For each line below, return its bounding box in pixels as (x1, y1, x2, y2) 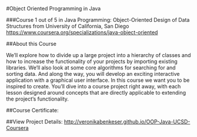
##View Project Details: (6, 118, 63, 125)
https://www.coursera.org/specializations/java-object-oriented (6, 29, 158, 36)
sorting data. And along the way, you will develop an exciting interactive (6, 71, 180, 77)
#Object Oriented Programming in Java (6, 5, 101, 12)
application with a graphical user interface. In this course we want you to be (6, 76, 190, 83)
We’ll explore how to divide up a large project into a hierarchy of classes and (6, 52, 191, 58)
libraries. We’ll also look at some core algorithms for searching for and (6, 64, 176, 71)
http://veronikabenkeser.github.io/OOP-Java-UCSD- (64, 118, 191, 125)
